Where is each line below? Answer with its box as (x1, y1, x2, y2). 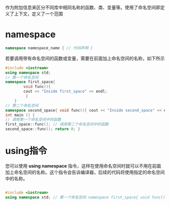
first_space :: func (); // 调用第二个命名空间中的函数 (5, 122, 109, 127)
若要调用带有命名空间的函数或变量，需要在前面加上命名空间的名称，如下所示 (5, 55, 165, 61)
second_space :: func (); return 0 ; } (5, 127, 80, 132)
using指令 (5, 145, 47, 157)
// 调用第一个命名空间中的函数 (5, 117, 62, 122)
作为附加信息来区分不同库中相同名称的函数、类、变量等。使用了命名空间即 (5, 5, 160, 10)
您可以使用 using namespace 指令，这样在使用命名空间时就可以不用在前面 (5, 163, 161, 169)
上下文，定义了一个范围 (14, 11, 63, 17)
